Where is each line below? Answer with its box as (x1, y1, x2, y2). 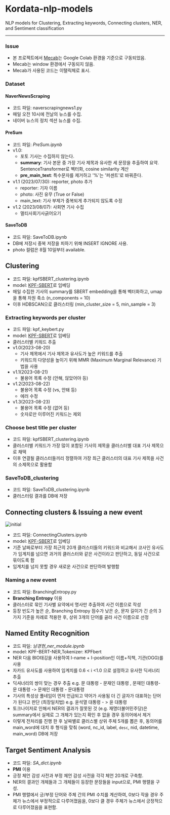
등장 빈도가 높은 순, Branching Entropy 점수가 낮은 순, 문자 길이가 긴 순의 (12, 608, 158, 614)
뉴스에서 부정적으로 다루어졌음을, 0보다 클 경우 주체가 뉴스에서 (22, 798, 145, 804)
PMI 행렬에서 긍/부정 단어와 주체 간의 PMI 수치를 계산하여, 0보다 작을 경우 (12, 792, 158, 798)
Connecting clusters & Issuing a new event (5, 508, 143, 516)
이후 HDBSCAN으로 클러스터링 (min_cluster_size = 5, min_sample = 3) (12, 301, 156, 307)
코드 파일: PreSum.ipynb (12, 141, 62, 147)
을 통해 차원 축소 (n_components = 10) (12, 294, 91, 301)
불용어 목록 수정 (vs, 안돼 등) (20, 386, 77, 393)
